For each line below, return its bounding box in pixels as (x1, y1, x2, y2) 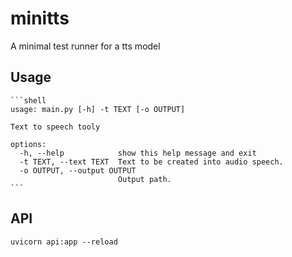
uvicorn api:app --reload (10, 237, 118, 247)
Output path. (117, 174, 172, 184)
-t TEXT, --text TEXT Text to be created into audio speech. (19, 157, 284, 167)
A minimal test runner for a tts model (10, 40, 161, 52)
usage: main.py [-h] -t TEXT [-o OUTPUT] (10, 104, 186, 114)
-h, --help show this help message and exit (19, 148, 257, 158)
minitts (10, 7, 70, 30)
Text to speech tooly (10, 122, 101, 132)
